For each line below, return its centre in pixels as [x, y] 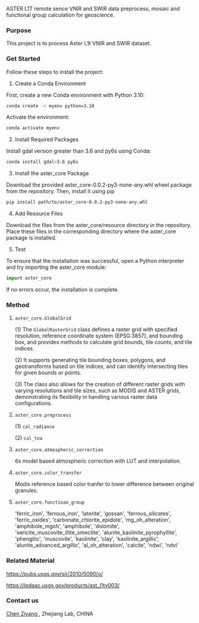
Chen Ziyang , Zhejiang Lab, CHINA [50, 613]
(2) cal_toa [29, 438]
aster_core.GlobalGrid [43, 318]
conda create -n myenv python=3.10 [50, 106]
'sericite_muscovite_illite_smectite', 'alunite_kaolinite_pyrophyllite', [96, 532]
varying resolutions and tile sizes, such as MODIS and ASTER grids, [97, 390]
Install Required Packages [46, 140]
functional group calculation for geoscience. [60, 15]
